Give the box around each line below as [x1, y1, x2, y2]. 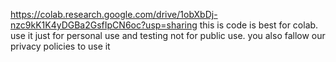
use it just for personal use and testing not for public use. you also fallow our [10, 30, 326, 41]
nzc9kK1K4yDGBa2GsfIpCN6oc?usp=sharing [10, 19, 198, 31]
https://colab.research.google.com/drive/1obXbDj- [10, 9, 218, 20]
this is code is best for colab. [199, 19, 319, 31]
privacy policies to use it [10, 40, 111, 52]
